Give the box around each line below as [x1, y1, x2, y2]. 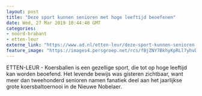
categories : [6, 25, 36, 32]
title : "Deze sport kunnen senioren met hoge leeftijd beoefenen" [6, 14, 176, 20]
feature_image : [6, 48, 44, 54]
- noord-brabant [6, 31, 47, 37]
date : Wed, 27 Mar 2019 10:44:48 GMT [6, 20, 101, 26]
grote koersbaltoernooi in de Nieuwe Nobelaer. [6, 83, 122, 90]
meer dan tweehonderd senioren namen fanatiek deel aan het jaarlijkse [6, 76, 182, 83]
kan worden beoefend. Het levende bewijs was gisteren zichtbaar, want [6, 70, 183, 78]
